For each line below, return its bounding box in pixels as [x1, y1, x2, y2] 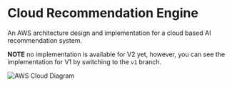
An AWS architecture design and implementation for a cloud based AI [7, 29, 211, 37]
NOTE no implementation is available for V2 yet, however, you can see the [7, 50, 226, 58]
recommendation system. [7, 36, 83, 44]
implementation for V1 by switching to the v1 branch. [7, 57, 162, 66]
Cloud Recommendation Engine [7, 5, 198, 21]
